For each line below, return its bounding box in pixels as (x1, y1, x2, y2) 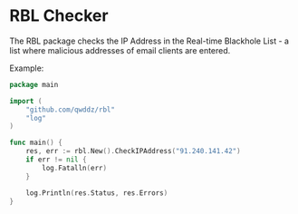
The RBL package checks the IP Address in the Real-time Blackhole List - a (9, 35, 290, 46)
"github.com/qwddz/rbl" (25, 105, 116, 114)
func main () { (9, 138, 63, 148)
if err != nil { (25, 155, 88, 164)
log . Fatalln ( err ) (42, 163, 107, 172)
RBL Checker (9, 5, 109, 26)
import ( (9, 96, 43, 105)
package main (9, 80, 59, 89)
